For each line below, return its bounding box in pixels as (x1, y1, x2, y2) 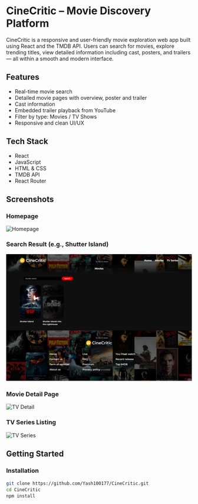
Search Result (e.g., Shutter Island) (6, 240, 109, 249)
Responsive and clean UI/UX (14, 119, 84, 126)
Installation (6, 467, 39, 474)
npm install (6, 493, 35, 499)
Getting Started (6, 449, 64, 459)
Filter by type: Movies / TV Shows (14, 113, 97, 120)
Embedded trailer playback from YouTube (14, 106, 116, 113)
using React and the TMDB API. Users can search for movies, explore (6, 43, 175, 50)
